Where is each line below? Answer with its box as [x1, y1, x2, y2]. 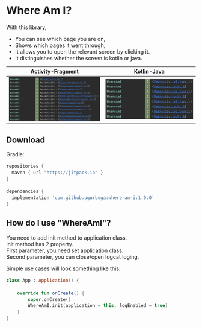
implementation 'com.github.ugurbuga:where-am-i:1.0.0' [11, 195, 155, 201]
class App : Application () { [6, 277, 79, 284]
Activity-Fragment [30, 68, 79, 75]
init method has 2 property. [6, 240, 74, 247]
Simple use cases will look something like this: [6, 265, 121, 272]
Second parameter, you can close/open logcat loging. [6, 253, 139, 260]
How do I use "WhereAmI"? [6, 218, 111, 228]
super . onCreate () [28, 296, 71, 302]
